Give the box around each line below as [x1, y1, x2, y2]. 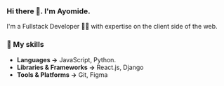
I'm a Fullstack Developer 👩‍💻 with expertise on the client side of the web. [6, 22, 218, 31]
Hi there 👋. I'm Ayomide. [6, 6, 91, 16]
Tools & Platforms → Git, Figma [16, 70, 108, 79]
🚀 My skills [6, 40, 44, 50]
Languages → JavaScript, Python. [16, 55, 117, 64]
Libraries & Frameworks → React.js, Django [16, 63, 144, 71]
